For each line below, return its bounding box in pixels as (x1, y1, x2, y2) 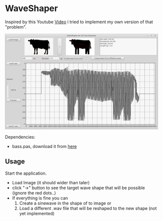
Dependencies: (5, 134, 35, 140)
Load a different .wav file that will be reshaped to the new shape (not (19, 205, 157, 211)
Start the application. (5, 170, 47, 176)
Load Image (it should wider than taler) (12, 179, 90, 185)
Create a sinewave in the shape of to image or (19, 200, 112, 206)
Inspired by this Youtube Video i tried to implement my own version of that (5, 19, 153, 25)
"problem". (5, 24, 27, 29)
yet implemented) (19, 210, 55, 216)
